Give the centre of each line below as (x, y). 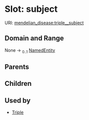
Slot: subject (31, 9)
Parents (17, 67)
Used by (18, 100)
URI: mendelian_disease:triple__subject (44, 23)
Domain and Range (34, 38)
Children (18, 84)
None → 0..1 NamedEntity (30, 51)
